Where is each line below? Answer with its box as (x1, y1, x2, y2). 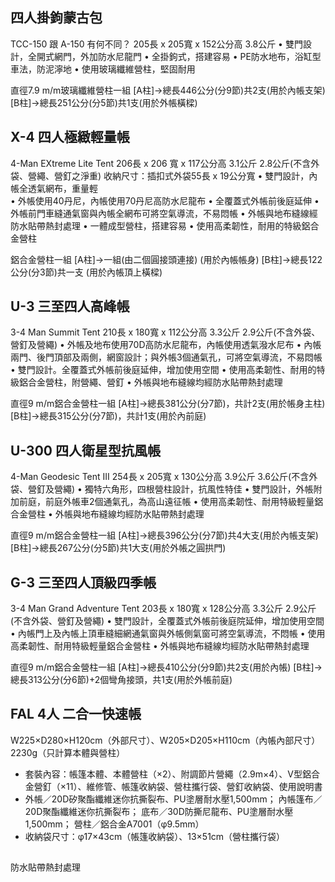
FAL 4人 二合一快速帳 (10, 706, 142, 723)
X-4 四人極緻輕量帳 (10, 129, 130, 146)
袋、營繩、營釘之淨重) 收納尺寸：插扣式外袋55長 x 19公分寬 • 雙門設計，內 (10, 169, 318, 182)
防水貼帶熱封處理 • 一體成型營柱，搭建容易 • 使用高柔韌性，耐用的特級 (10, 219, 302, 232)
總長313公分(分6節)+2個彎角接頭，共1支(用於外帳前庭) (10, 674, 233, 686)
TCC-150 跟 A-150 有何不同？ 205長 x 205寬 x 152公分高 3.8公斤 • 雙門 (10, 38, 303, 50)
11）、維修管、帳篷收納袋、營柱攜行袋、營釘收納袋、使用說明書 (66, 780, 323, 792)
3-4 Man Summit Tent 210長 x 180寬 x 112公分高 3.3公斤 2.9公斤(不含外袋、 (10, 326, 321, 338)
